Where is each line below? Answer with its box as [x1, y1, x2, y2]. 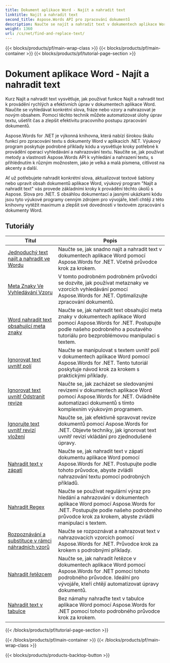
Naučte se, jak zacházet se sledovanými [58, 380, 153, 387]
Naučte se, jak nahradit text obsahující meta [58, 306, 162, 313]
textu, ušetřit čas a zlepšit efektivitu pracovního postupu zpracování [5, 117, 147, 123]
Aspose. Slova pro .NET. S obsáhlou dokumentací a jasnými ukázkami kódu [5, 191, 162, 197]
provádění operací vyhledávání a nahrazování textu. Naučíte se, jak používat [5, 148, 164, 155]
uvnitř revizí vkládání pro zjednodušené [58, 433, 152, 440]
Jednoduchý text [8, 248, 48, 256]
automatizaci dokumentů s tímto [58, 399, 135, 406]
